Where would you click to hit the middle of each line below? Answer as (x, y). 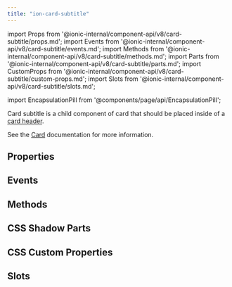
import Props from (34, 34)
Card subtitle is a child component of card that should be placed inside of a (116, 113)
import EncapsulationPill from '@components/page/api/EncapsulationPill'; (114, 100)
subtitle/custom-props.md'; (47, 79)
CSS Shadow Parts (49, 228)
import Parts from (194, 56)
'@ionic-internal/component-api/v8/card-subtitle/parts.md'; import (104, 63)
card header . (26, 121)
